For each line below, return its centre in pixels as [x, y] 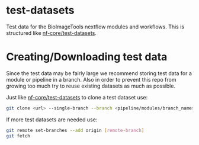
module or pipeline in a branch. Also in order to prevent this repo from [91, 79]
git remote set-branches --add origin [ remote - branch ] [75, 130]
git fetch [18, 136]
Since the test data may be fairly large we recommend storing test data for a [99, 73]
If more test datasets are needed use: [52, 120]
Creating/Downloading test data [87, 57]
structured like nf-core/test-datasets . [51, 33]
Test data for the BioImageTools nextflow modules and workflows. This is [95, 27]
